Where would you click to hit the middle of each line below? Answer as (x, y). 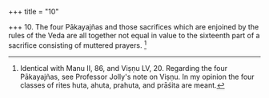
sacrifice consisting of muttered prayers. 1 (77, 45)
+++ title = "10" (34, 12)
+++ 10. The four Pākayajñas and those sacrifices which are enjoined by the (134, 27)
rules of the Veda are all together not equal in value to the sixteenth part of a (134, 35)
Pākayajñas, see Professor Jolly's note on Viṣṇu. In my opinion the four (137, 76)
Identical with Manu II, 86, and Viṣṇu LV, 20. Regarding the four (124, 68)
